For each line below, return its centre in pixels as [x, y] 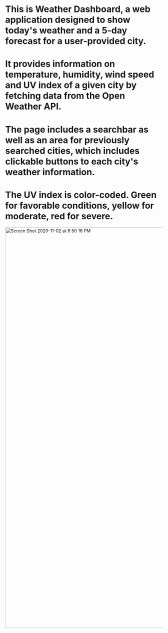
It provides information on [60, 64]
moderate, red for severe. [59, 216]
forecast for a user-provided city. [76, 41]
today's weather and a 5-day [66, 31]
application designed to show [68, 20]
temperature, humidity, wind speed [80, 75]
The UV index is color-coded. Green [81, 195]
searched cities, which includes [72, 151]
